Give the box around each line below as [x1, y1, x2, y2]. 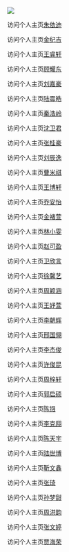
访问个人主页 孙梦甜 [7, 494, 62, 501]
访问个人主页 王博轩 [7, 183, 62, 191]
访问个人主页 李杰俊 [7, 346, 62, 354]
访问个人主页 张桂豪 [7, 139, 62, 147]
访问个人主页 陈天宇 [7, 435, 62, 442]
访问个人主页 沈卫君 [7, 124, 62, 132]
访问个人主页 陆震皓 [7, 95, 62, 102]
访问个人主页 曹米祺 [7, 168, 62, 177]
